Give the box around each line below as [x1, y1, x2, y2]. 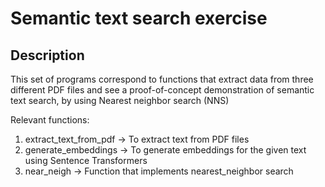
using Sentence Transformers [24, 155, 148, 166]
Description [10, 47, 85, 64]
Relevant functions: [10, 114, 90, 126]
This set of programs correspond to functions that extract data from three [10, 73, 314, 85]
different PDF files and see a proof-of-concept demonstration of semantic [10, 84, 315, 96]
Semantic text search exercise [10, 7, 268, 30]
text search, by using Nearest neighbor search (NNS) [10, 95, 230, 106]
